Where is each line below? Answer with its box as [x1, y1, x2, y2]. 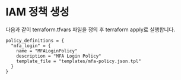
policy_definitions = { [5, 38, 65, 44]
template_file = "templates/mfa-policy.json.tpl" [16, 58, 142, 64]
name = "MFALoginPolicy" [16, 48, 78, 54]
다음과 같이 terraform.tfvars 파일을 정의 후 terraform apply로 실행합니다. [5, 26, 176, 33]
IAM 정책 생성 [5, 5, 69, 19]
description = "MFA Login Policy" [16, 53, 101, 59]
